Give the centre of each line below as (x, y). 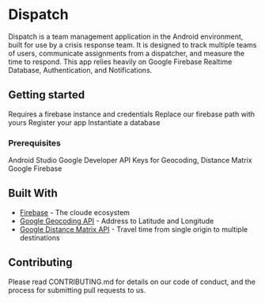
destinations (40, 237)
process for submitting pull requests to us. (77, 290)
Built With (33, 193)
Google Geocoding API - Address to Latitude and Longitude (117, 221)
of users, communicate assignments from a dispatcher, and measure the (127, 53)
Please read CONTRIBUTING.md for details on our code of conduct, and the (132, 282)
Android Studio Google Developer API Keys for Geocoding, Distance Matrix (130, 161)
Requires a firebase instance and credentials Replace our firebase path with (132, 114)
